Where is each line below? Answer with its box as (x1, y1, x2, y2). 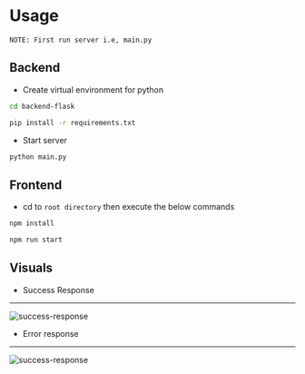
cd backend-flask (9, 102, 75, 111)
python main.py (9, 152, 67, 162)
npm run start (9, 235, 64, 245)
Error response (22, 328, 79, 339)
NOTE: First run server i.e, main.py (9, 35, 152, 44)
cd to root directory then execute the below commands (22, 202, 235, 212)
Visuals (9, 261, 53, 276)
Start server (22, 134, 68, 145)
